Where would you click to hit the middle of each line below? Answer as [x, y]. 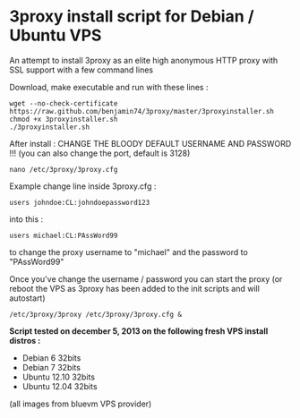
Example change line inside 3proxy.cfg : [83, 186]
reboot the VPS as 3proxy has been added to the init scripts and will [134, 288]
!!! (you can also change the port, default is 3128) [100, 153]
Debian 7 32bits [51, 367]
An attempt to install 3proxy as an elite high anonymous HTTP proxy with [144, 60]
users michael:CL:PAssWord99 [64, 235]
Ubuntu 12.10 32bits [59, 377]
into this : [26, 219]
